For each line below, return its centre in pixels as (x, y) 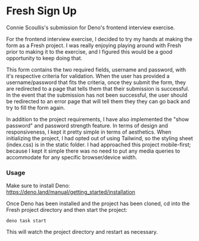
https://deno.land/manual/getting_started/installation (71, 192)
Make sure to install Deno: (38, 186)
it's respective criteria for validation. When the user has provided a (88, 76)
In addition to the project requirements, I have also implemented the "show (98, 119)
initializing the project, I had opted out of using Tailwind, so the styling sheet (99, 138)
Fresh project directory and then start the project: (67, 210)
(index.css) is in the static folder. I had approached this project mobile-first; (99, 144)
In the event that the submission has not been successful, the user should (97, 95)
